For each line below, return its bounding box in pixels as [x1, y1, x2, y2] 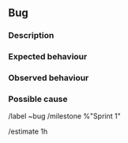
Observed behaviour [8, 73, 89, 84]
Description [8, 30, 55, 41]
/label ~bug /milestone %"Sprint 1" [8, 111, 121, 121]
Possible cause [8, 94, 68, 105]
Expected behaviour [8, 51, 88, 62]
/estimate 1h [8, 126, 48, 137]
